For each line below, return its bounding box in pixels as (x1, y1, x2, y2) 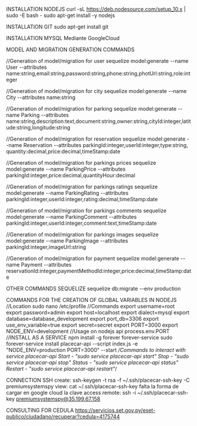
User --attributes (6, 64, 47, 71)
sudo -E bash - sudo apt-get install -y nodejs (6, 12, 115, 19)
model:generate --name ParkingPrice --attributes (6, 165, 126, 172)
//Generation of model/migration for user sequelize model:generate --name (6, 58, 189, 64)
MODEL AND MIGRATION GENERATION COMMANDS (6, 46, 135, 53)
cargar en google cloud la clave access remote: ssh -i (6, 389, 136, 396)
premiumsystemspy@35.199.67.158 (16, 395, 101, 402)
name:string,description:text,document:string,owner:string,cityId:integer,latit (6, 118, 191, 125)
